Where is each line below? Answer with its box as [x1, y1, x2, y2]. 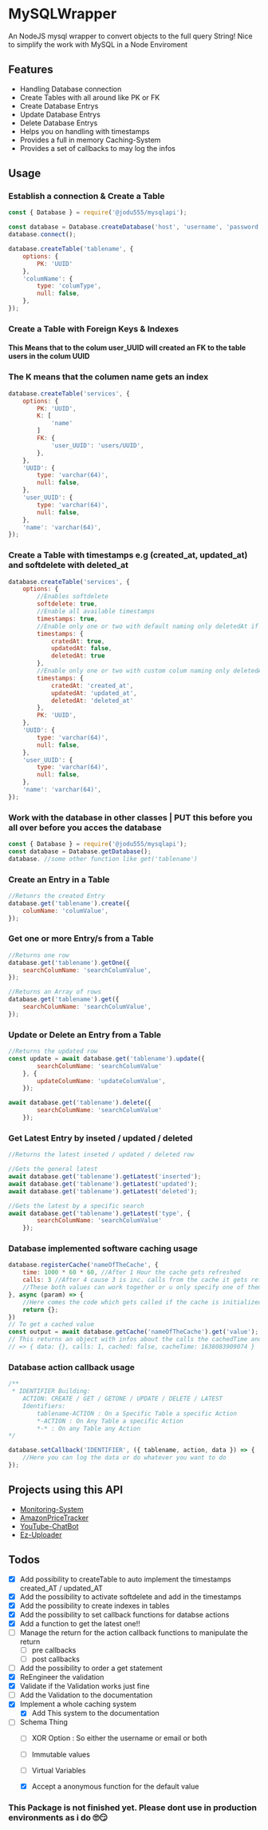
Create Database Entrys [19, 101, 99, 110]
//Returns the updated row [8, 1047, 98, 1055]
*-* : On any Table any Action [37, 1424, 141, 1432]
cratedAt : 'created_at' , [50, 681, 134, 689]
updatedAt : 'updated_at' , [50, 689, 137, 697]
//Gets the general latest [8, 1165, 98, 1173]
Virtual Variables [31, 1765, 86, 1775]
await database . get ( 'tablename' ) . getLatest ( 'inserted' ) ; [8, 1173, 202, 1181]
